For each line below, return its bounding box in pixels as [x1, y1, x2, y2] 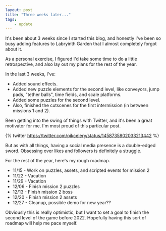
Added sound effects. [12, 81, 58, 87]
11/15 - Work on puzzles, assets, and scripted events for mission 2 [12, 167, 150, 173]
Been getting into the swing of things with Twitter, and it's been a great [5, 117, 152, 124]
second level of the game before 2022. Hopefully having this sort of [5, 215, 146, 221]
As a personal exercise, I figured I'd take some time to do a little [5, 56, 137, 62]
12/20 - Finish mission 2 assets [12, 194, 77, 200]
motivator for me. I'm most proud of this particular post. [5, 123, 121, 129]
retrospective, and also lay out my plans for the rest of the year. [5, 61, 137, 67]
